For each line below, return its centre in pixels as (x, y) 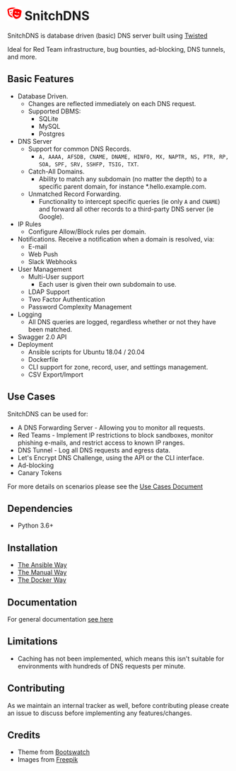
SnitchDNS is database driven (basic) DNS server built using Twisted (107, 35)
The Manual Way (42, 573)
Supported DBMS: (54, 111)
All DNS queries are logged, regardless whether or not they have (122, 321)
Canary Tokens (40, 472)
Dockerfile (43, 359)
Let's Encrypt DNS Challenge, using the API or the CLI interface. (111, 457)
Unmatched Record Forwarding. (75, 194)
